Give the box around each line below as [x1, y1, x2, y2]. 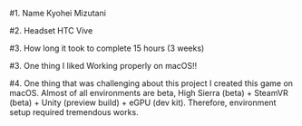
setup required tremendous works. [9, 107, 139, 117]
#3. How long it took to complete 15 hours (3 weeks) [9, 43, 205, 53]
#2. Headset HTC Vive [9, 25, 93, 35]
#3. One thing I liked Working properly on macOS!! [9, 61, 198, 71]
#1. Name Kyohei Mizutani [9, 8, 107, 18]
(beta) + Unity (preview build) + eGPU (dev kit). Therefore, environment [9, 97, 277, 108]
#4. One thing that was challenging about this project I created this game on [9, 78, 293, 89]
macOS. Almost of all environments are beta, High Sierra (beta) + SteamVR [9, 88, 288, 98]
